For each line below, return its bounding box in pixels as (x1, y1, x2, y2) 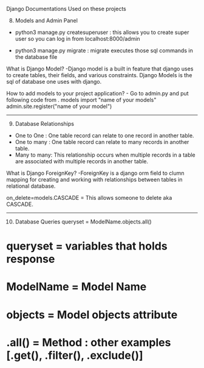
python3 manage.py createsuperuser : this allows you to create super (15, 29, 189, 36)
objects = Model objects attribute (6, 308, 178, 321)
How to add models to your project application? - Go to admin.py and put (6, 90, 189, 97)
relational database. (6, 182, 56, 189)
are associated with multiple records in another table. (15, 158, 149, 165)
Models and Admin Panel (15, 17, 78, 24)
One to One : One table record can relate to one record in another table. (15, 132, 194, 139)
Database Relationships (15, 120, 75, 127)
